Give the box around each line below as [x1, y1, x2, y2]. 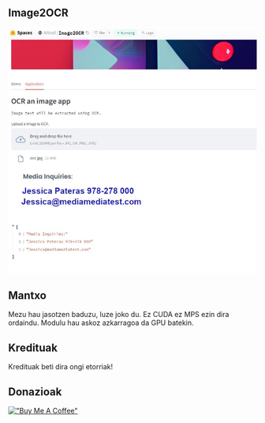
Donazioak [8, 385, 62, 398]
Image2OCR [8, 6, 69, 20]
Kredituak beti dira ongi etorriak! [8, 362, 114, 372]
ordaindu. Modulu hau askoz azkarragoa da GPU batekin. [8, 318, 195, 327]
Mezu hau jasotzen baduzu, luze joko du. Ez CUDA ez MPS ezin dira [8, 310, 230, 319]
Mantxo [8, 289, 47, 303]
